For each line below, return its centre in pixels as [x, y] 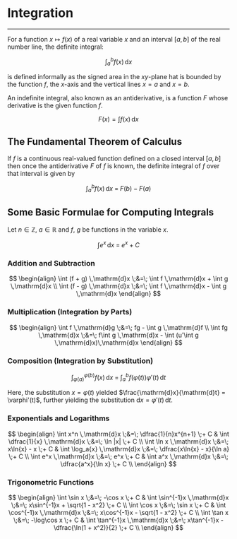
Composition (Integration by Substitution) [80, 360]
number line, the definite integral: [55, 47]
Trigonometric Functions [50, 482]
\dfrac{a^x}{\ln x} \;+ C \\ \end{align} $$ [119, 463]
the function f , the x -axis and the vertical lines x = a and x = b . [98, 84]
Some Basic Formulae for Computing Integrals [111, 212]
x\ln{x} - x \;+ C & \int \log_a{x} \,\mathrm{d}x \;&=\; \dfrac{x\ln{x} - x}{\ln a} [119, 449]
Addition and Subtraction [51, 263]
